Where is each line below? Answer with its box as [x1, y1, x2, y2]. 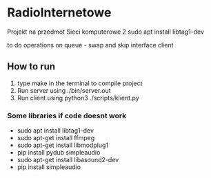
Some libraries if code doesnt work [7, 111, 127, 120]
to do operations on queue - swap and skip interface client [7, 41, 174, 49]
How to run [7, 60, 56, 73]
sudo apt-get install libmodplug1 [17, 141, 109, 149]
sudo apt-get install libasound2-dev [17, 156, 119, 164]
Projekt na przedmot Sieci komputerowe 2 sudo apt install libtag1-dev [7, 27, 205, 36]
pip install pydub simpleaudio [17, 148, 101, 157]
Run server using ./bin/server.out [17, 86, 111, 94]
